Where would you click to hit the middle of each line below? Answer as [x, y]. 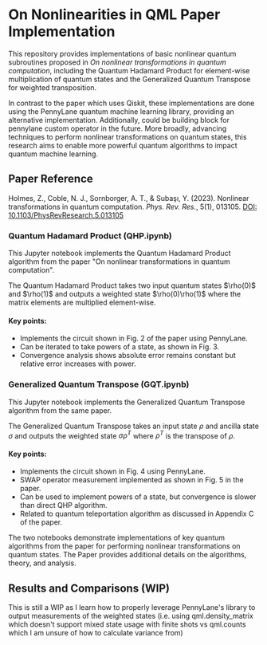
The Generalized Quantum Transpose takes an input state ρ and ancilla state [133, 426]
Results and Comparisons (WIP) [89, 588]
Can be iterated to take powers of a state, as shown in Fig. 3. [120, 347]
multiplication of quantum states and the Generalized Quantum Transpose [130, 79]
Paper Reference [51, 179]
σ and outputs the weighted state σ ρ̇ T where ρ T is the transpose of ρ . [122, 435]
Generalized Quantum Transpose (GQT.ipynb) [99, 384]
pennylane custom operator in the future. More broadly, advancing [118, 128]
